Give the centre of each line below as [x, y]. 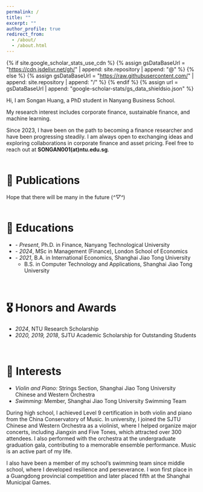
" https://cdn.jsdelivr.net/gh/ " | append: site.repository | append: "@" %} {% [100, 69]
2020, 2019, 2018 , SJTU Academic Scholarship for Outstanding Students [105, 335]
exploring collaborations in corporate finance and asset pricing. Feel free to [100, 143]
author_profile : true [34, 29]
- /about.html [29, 46]
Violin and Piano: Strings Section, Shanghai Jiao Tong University [95, 388]
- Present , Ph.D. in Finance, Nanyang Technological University [92, 244]
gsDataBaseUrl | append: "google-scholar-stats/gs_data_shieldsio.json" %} [100, 88]
